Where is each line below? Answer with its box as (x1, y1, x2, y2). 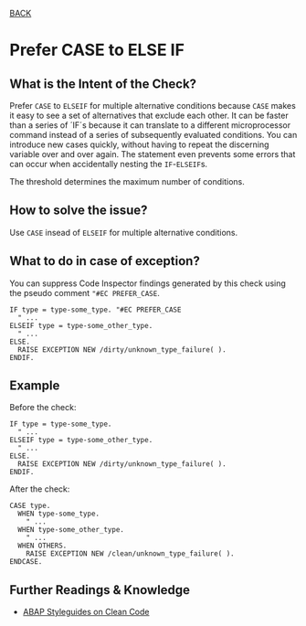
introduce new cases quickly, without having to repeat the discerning (9, 139, 269, 150)
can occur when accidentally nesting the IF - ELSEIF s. (9, 159, 208, 169)
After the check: (9, 483, 70, 494)
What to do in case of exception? (9, 253, 201, 269)
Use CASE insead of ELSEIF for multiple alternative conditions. (9, 227, 238, 238)
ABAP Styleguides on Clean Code (22, 607, 150, 618)
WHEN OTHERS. (17, 541, 68, 551)
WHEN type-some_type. (17, 509, 100, 519)
